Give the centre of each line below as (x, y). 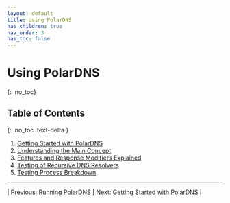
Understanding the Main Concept (64, 150)
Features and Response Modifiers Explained (79, 158)
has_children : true (35, 26)
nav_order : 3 (26, 33)
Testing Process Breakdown (56, 172)
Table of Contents (46, 114)
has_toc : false (29, 39)
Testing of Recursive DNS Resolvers (68, 165)
